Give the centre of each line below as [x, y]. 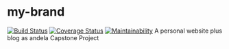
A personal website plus [188, 31]
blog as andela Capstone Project [53, 37]
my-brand [36, 12]
